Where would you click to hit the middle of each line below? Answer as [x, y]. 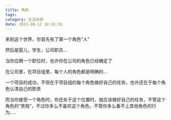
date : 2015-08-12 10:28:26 [34, 24]
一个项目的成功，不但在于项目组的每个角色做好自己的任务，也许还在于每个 [83, 82]
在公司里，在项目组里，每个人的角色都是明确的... [56, 72]
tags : [11, 15]
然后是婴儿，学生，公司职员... [36, 50]
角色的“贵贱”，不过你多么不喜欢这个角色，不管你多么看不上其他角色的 [79, 106]
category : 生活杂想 [24, 19]
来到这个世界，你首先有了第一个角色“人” [48, 39]
